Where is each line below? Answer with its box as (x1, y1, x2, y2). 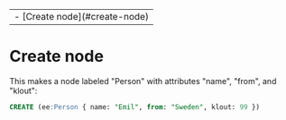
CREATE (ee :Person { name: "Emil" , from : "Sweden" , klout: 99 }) (9, 102, 260, 111)
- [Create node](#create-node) (14, 11, 149, 22)
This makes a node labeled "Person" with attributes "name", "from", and (9, 75, 277, 86)
